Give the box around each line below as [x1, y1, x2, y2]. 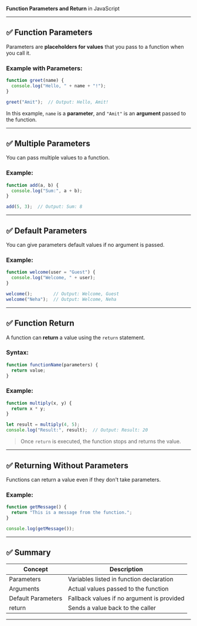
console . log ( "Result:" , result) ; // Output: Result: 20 [6, 427, 148, 433]
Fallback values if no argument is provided [68, 594, 185, 602]
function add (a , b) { [6, 182, 59, 188]
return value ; [11, 367, 46, 373]
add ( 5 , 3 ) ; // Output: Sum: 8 [6, 204, 83, 210]
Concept [23, 565, 48, 573]
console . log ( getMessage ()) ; [6, 525, 75, 532]
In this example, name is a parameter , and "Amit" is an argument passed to [6, 110, 186, 117]
